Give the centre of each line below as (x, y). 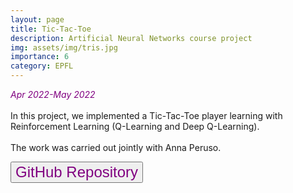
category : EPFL (42, 66)
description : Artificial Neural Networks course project (131, 38)
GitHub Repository (77, 172)
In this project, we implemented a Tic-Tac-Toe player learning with (146, 115)
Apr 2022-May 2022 (53, 94)
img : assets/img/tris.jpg (64, 47)
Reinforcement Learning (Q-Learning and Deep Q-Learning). (135, 126)
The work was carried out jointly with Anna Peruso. (116, 147)
